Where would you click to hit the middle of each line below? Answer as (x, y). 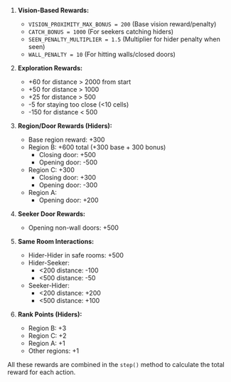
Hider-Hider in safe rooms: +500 (76, 255)
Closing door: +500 (67, 155)
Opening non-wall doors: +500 (74, 228)
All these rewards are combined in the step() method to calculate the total (116, 365)
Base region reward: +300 (66, 139)
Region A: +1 (47, 343)
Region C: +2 (47, 336)
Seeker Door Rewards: (51, 214)
